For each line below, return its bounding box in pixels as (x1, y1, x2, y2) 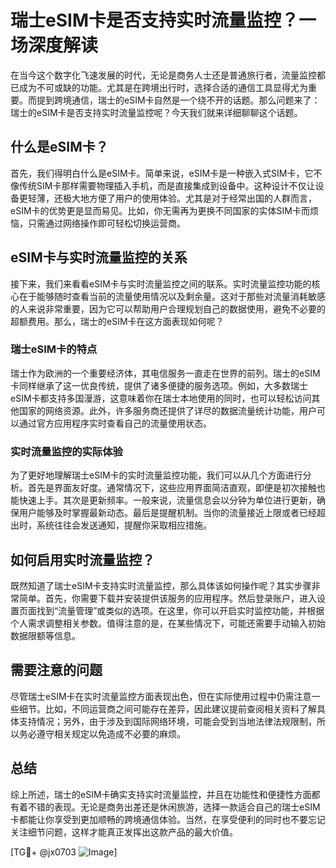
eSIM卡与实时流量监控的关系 (10, 249, 188, 266)
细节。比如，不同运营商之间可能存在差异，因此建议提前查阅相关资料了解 (18, 702, 317, 715)
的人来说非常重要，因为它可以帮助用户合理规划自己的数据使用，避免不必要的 (10, 302, 326, 315)
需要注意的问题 (10, 662, 103, 679)
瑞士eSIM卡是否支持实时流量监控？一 (10, 9, 317, 32)
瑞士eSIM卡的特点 (10, 342, 98, 356)
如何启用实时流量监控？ (10, 551, 155, 568)
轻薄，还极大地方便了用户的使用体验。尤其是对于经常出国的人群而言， (27, 192, 317, 204)
